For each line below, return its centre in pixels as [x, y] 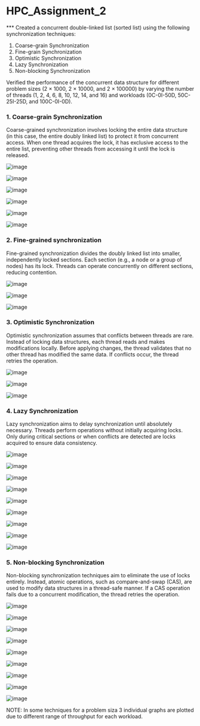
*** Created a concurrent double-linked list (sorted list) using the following [98, 27]
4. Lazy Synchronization [42, 411]
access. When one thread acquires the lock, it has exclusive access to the [97, 143]
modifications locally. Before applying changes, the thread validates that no [99, 348]
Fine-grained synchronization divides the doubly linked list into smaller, [94, 253]
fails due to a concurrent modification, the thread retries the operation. [93, 595]
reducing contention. [32, 272]
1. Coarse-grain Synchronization [54, 116]
